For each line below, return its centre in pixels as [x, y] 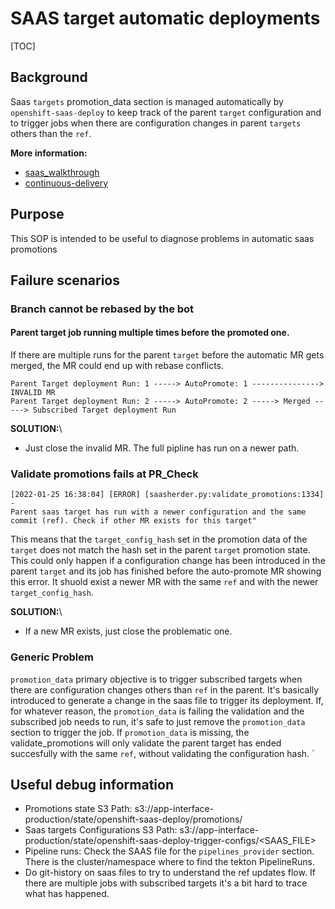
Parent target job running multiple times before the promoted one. [150, 333]
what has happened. [67, 894]
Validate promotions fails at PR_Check [104, 474]
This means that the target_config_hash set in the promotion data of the [159, 539]
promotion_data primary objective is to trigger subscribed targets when [156, 679]
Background [49, 77]
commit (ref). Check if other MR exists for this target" [133, 521]
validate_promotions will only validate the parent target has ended [146, 743]
